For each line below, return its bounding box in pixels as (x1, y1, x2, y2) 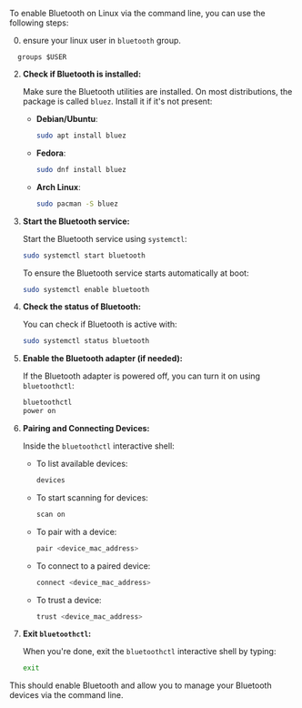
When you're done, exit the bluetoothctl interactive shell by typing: (22, 646, 277, 657)
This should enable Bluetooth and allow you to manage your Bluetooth (9, 680, 272, 691)
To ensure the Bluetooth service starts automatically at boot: (22, 268, 249, 278)
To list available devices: (35, 459, 128, 469)
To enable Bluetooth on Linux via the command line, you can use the (9, 8, 266, 18)
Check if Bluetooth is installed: (22, 68, 142, 79)
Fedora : (35, 147, 66, 158)
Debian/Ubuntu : (35, 114, 98, 124)
